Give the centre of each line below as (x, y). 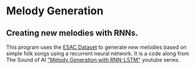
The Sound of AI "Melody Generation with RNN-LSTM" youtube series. (93, 60)
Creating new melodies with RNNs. (72, 33)
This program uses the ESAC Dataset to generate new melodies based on (96, 47)
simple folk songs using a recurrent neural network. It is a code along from (98, 54)
